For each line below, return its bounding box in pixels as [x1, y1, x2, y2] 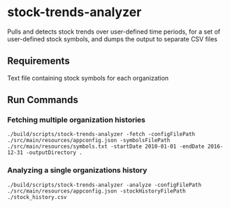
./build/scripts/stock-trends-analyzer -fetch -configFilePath [7, 131, 196, 138]
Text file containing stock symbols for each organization [7, 74, 169, 82]
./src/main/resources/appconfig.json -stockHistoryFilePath [7, 187, 187, 195]
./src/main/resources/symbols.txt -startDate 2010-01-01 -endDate [7, 143, 205, 151]
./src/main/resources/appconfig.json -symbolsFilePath [7, 137, 171, 144]
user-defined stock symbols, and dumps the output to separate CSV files [7, 34, 218, 43]
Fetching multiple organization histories [7, 115, 145, 125]
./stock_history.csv [7, 193, 68, 200]
